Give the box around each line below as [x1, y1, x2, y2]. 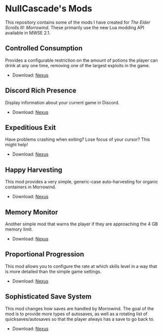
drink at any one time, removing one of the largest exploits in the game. [5, 62, 150, 68]
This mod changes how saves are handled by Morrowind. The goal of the [5, 305, 154, 311]
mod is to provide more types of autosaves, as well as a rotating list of [5, 311, 148, 317]
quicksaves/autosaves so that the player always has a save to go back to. [5, 316, 155, 322]
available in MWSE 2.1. [5, 30, 51, 36]
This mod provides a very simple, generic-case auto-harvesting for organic [5, 179, 159, 185]
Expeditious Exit [5, 123, 56, 131]
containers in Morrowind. [5, 184, 56, 190]
